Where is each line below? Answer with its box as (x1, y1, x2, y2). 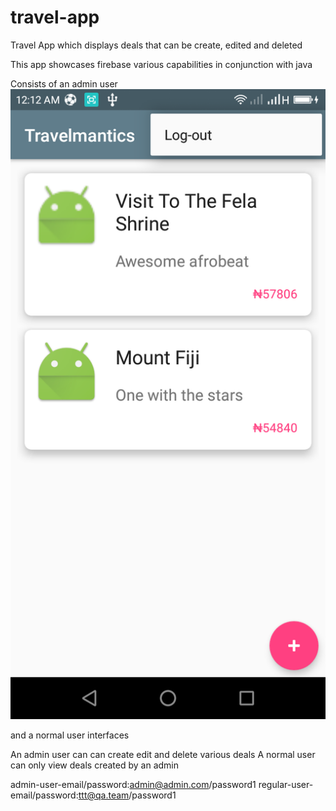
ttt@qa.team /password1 (78, 789, 177, 801)
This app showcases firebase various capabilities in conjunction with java (10, 58, 313, 70)
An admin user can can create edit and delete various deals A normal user (10, 748, 316, 760)
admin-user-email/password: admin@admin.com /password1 (10, 778, 257, 790)
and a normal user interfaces (10, 729, 130, 741)
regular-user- (258, 778, 314, 790)
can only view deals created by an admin (10, 759, 179, 771)
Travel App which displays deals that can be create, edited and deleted (10, 39, 303, 51)
